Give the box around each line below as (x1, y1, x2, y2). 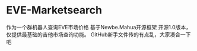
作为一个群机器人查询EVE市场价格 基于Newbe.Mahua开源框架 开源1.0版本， (6, 23, 192, 30)
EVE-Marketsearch (6, 4, 103, 17)
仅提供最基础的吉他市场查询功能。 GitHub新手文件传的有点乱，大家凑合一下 (6, 30, 191, 38)
